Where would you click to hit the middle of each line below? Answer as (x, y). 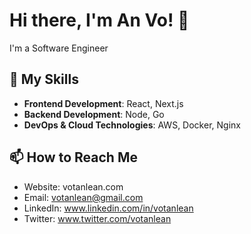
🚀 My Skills (44, 79)
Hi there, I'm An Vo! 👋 (99, 20)
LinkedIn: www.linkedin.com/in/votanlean (108, 208)
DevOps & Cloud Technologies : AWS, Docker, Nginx (132, 125)
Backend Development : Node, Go (94, 114)
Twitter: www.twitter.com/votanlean (97, 218)
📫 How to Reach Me (73, 157)
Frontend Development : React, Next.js (103, 103)
